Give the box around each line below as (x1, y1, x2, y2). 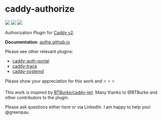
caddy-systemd (12, 68, 44, 74)
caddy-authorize (5, 3, 75, 15)
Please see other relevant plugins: (5, 48, 74, 54)
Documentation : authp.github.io (5, 39, 70, 45)
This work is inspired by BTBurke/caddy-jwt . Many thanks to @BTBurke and (5, 89, 158, 95)
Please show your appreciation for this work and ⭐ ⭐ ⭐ (5, 78, 115, 84)
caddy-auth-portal (12, 58, 50, 64)
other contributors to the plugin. (5, 94, 69, 100)
